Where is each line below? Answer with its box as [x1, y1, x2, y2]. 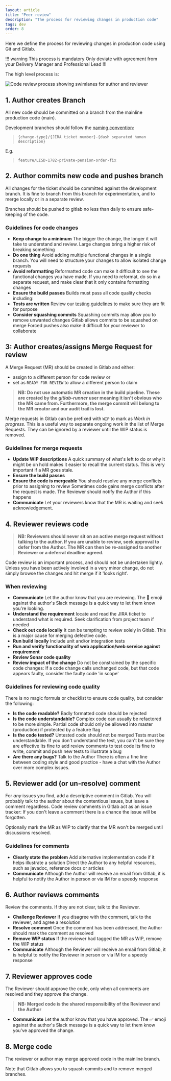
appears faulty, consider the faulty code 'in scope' [12, 671, 119, 677]
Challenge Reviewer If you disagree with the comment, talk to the [12, 914, 152, 920]
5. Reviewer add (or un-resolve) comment [5, 779, 140, 788]
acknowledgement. [12, 505, 54, 511]
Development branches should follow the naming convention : [5, 125, 134, 131]
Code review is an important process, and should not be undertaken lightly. [5, 559, 163, 566]
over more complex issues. [12, 764, 70, 771]
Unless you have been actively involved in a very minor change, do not [5, 564, 154, 571]
